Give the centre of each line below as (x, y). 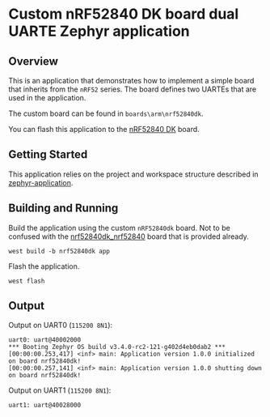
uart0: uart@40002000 (45, 340)
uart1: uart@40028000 (45, 406)
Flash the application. (44, 266)
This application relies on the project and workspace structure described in (133, 174)
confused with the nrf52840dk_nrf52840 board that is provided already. (129, 236)
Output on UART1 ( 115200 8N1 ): (60, 390)
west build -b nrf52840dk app (59, 251)
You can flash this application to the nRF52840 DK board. (104, 129)
